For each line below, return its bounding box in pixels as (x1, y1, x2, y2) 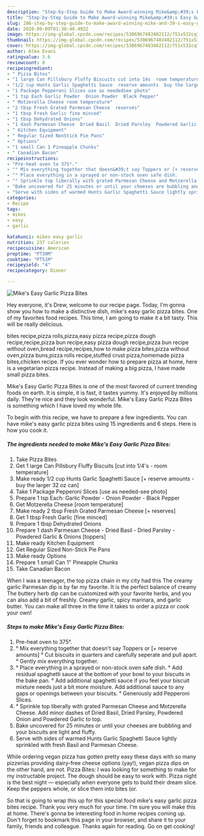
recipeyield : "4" (7, 262, 51, 268)
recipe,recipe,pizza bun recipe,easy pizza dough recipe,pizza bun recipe (7, 339, 189, 346)
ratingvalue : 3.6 (7, 54, 51, 60)
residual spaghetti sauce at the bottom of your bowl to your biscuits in (15, 670, 191, 677)
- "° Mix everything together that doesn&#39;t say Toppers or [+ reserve (7, 167, 200, 173)
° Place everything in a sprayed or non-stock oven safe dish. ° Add (15, 664, 182, 671)
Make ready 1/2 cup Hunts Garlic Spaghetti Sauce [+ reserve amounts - (15, 475, 194, 482)
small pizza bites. (7, 371, 50, 378)
